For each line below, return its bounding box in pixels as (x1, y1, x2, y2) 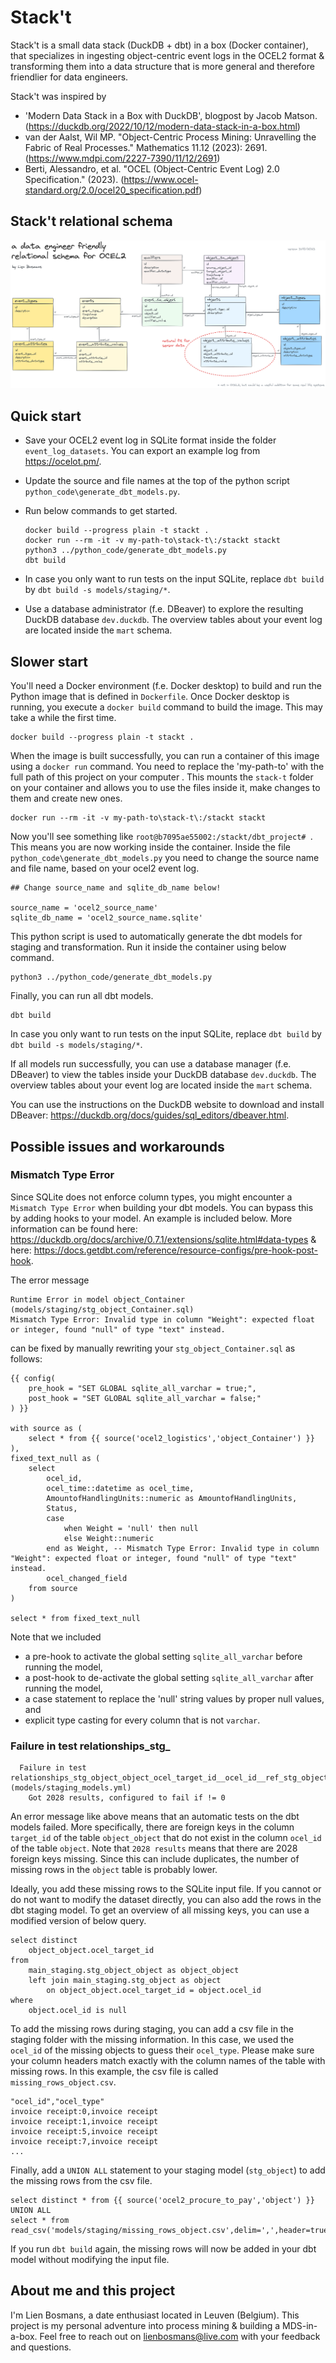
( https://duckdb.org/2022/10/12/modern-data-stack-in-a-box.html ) (24, 120, 301, 132)
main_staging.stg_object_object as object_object (28, 1966, 240, 1976)
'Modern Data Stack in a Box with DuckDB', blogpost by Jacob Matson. (24, 109, 318, 121)
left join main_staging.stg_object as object (28, 1976, 222, 1986)
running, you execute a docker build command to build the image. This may (10, 701, 323, 713)
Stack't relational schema (10, 213, 173, 230)
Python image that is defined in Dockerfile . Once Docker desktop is (10, 691, 290, 703)
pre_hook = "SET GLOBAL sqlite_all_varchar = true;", (28, 1383, 257, 1393)
